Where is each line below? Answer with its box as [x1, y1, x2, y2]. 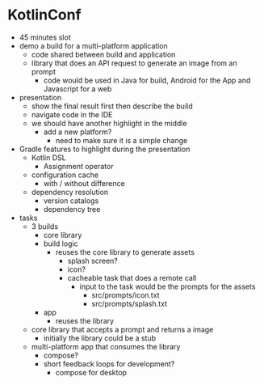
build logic [43, 239, 78, 248]
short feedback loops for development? [43, 358, 175, 369]
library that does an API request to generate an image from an [31, 58, 237, 68]
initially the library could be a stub [43, 333, 157, 343]
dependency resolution [31, 187, 109, 197]
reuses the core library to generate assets [55, 247, 195, 256]
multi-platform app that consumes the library [31, 341, 181, 351]
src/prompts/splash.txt [91, 298, 167, 308]
